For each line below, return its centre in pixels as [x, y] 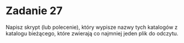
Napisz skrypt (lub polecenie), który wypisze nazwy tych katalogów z [92, 27]
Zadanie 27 [34, 11]
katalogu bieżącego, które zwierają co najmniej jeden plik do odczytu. [92, 33]
